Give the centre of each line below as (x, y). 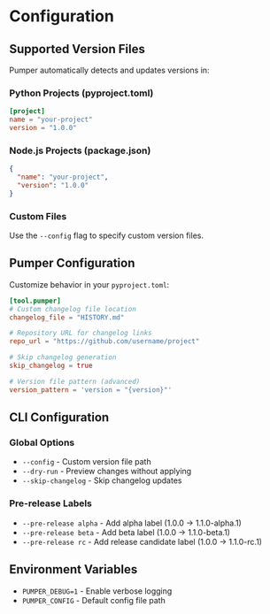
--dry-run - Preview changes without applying (107, 472)
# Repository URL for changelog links (81, 334)
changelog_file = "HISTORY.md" (67, 317)
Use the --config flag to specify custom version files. (106, 235)
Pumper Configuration (72, 263)
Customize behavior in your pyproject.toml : (89, 284)
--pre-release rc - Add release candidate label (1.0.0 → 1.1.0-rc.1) (142, 541)
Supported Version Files (77, 49)
